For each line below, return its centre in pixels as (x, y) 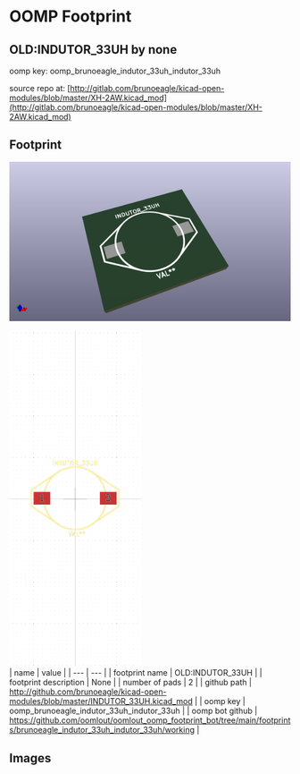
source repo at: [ (40, 88)
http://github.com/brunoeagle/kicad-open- (88, 692)
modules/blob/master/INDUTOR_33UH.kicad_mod (101, 702)
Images (30, 758)
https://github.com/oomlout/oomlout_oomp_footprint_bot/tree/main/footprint (150, 720)
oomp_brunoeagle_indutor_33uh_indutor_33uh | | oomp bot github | (133, 711)
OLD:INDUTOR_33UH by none (93, 50)
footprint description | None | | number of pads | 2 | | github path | (131, 683)
